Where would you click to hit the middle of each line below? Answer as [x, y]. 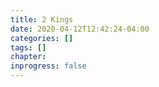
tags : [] [28, 47]
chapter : [28, 57]
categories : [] [42, 38]
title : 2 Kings [42, 19]
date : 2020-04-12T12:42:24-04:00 [80, 29]
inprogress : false [48, 66]
